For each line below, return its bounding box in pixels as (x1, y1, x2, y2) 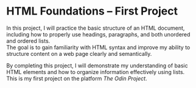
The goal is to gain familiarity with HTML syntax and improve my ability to (6, 44, 191, 51)
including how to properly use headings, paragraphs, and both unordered (6, 30, 191, 38)
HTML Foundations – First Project (6, 4, 178, 18)
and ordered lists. (6, 37, 51, 44)
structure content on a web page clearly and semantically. (6, 50, 152, 57)
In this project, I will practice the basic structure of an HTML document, (6, 24, 185, 32)
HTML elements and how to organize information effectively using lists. (6, 68, 185, 75)
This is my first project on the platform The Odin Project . (6, 75, 147, 82)
